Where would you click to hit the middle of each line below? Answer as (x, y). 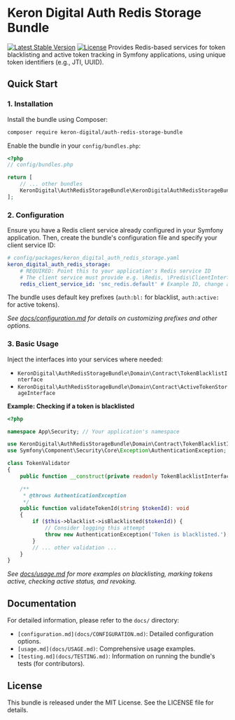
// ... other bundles (51, 184)
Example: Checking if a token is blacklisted (71, 406)
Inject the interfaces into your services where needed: (85, 359)
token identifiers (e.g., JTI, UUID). (56, 62)
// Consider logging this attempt (95, 528)
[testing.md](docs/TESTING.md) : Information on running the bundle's (116, 656)
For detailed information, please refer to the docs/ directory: (93, 621)
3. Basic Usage (33, 344)
